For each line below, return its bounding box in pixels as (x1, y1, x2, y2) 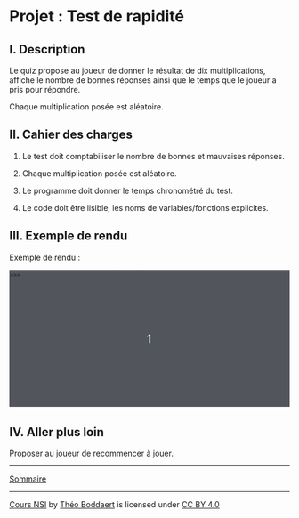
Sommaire (9, 473, 47, 484)
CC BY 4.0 (181, 499, 220, 510)
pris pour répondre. (9, 85, 81, 94)
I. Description (9, 42, 85, 57)
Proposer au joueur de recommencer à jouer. (9, 448, 174, 459)
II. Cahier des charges (9, 127, 133, 142)
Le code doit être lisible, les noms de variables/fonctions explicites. (21, 202, 269, 213)
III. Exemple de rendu (9, 229, 128, 244)
